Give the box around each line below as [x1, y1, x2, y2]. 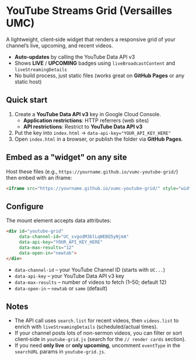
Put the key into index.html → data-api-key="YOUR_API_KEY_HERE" [14, 129, 171, 136]
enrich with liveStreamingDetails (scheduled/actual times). [14, 323, 158, 331]
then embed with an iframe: [6, 174, 72, 181]
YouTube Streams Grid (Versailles [6, 4, 173, 18]
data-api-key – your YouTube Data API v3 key [14, 272, 124, 279]
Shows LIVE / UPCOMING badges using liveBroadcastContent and [14, 60, 176, 67]
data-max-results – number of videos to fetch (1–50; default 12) [14, 279, 167, 286]
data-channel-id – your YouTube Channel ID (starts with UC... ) [14, 266, 165, 273]
